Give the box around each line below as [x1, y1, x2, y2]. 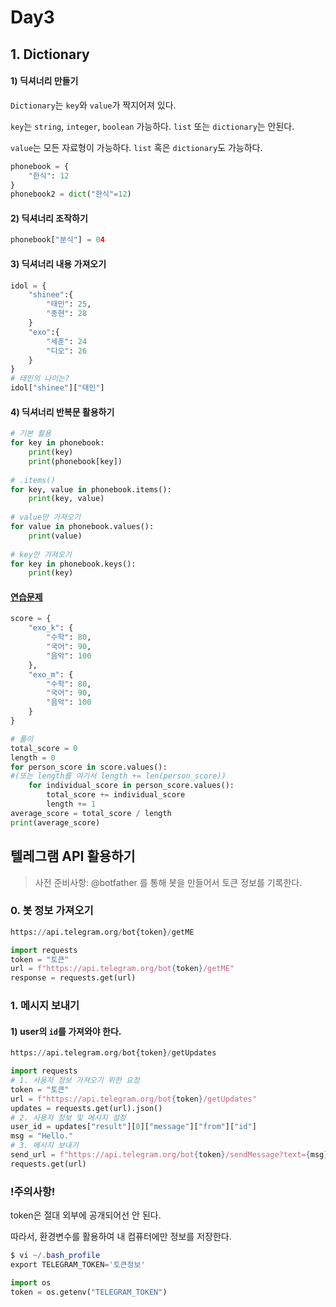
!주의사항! [10, 1184, 56, 1198]
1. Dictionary [10, 46, 90, 63]
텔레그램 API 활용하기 [10, 848, 136, 865]
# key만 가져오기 [10, 549, 72, 560]
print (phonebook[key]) [28, 456, 123, 466]
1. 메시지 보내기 [10, 999, 80, 1013]
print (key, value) [28, 494, 105, 504]
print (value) [28, 531, 83, 541]
